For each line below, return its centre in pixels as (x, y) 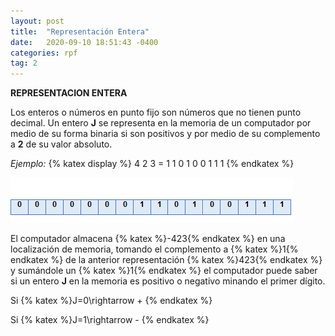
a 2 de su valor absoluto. (61, 144)
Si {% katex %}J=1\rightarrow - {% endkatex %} (110, 320)
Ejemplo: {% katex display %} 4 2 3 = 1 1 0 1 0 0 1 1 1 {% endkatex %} (152, 164)
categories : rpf (44, 53)
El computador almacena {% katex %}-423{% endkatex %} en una (148, 239)
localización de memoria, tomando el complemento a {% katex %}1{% (154, 249)
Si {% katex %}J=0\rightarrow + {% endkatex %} (111, 301)
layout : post (37, 21)
